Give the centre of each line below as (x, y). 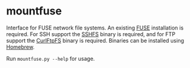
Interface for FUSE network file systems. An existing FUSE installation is (95, 28)
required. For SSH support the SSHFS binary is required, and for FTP (91, 34)
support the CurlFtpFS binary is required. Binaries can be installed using (95, 40)
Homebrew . (20, 47)
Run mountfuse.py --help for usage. (51, 58)
